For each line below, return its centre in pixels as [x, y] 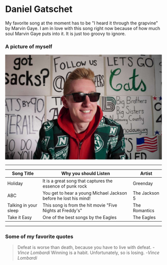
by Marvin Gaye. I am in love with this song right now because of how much [83, 28]
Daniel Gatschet [39, 9]
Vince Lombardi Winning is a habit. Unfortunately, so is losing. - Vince [88, 253]
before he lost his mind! [67, 198]
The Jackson [146, 193]
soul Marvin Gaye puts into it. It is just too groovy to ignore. [66, 33]
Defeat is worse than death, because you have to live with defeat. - [86, 248]
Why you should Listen [86, 174]
